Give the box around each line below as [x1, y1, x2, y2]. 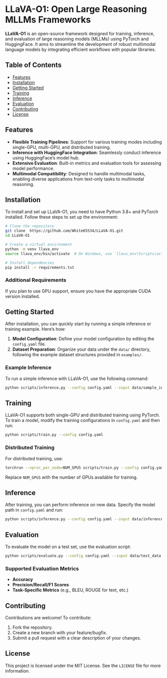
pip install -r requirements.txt [5, 265, 75, 270]
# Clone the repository [5, 224, 55, 229]
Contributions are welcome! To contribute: [5, 615, 92, 621]
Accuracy [12, 576, 33, 582]
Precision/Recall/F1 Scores [12, 582, 69, 588]
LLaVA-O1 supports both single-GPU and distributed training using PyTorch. [5, 412, 161, 418]
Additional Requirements [5, 276, 67, 283]
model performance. [12, 165, 55, 171]
